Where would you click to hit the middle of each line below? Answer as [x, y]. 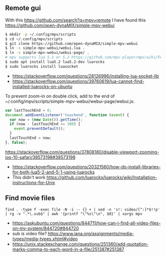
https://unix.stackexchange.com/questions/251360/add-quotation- [80, 244]
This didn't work [29, 177]
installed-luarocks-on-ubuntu [42, 86]
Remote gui [23, 8]
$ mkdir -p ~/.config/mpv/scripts [41, 34]
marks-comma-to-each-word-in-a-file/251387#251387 [68, 249]
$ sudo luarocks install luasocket [42, 66]
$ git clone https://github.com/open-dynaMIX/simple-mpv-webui [72, 43]
